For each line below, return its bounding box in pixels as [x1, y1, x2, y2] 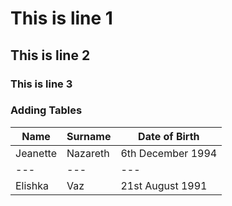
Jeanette [15, 146, 58, 160]
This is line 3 [10, 77, 73, 91]
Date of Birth [138, 129, 200, 143]
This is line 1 [10, 7, 113, 30]
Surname [66, 129, 112, 143]
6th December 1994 [120, 146, 218, 160]
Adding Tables [10, 103, 83, 117]
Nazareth [66, 146, 110, 160]
